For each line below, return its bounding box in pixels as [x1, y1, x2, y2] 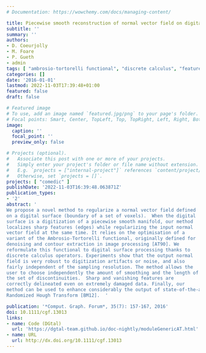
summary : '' [6, 31, 37, 37]
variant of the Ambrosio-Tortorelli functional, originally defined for [6, 236, 196, 242]
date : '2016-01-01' [6, 77, 56, 83]
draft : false [6, 94, 40, 100]
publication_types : [6, 190, 56, 196]
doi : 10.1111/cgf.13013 [6, 309, 67, 315]
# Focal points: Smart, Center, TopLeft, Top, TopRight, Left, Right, [6, 116, 191, 122]
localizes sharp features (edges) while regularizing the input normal [6, 224, 193, 230]
